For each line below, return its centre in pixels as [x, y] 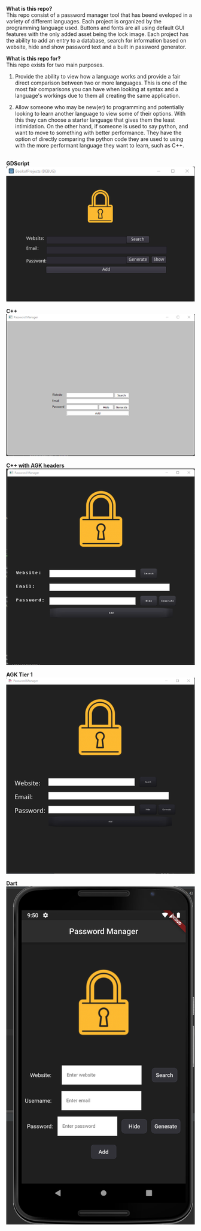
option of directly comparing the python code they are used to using [99, 139]
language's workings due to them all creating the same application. [98, 96]
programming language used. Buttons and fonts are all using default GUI [95, 28]
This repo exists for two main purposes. [55, 65]
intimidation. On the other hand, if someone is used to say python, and [101, 126]
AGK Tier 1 [19, 675]
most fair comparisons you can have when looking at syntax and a [96, 89]
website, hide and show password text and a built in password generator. [96, 47]
